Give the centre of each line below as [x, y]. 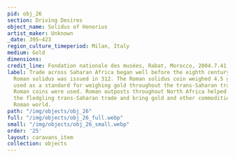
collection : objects [37, 144]
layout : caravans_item [40, 137]
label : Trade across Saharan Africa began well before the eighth [106, 72]
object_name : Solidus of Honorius [58, 27]
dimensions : [24, 59]
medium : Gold [26, 53]
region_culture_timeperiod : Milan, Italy [69, 46]
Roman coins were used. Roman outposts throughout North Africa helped [120, 92]
